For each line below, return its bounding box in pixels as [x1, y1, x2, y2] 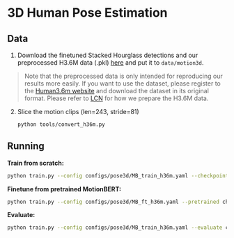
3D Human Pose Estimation [7, 5, 169, 21]
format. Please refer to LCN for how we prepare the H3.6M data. [24, 94, 209, 102]
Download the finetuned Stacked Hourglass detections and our [17, 51, 198, 59]
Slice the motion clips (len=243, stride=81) [17, 108, 139, 116]
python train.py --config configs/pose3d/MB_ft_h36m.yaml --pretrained [7, 198, 219, 205]
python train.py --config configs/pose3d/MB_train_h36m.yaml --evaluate [7, 224, 223, 231]
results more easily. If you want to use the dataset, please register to [24, 79, 221, 88]
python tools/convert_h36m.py [17, 121, 106, 128]
